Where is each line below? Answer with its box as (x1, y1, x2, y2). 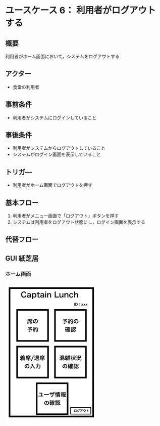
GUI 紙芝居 (5, 254, 39, 263)
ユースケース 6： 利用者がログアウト (5, 5, 156, 16)
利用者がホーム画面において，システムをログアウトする (5, 54, 120, 59)
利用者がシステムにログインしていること (12, 114, 97, 120)
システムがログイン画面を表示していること (12, 151, 101, 157)
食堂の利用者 (12, 84, 39, 90)
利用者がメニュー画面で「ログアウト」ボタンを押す (12, 213, 119, 219)
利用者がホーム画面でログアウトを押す (12, 182, 92, 188)
